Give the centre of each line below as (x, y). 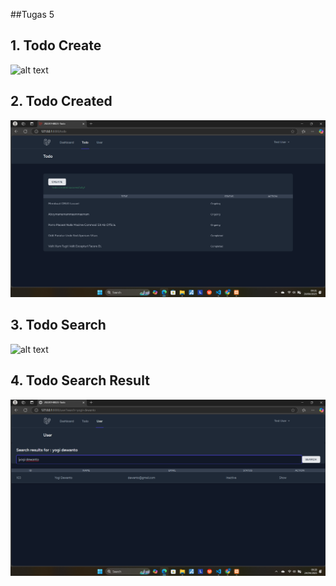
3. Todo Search (58, 325)
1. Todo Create (56, 45)
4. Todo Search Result (80, 380)
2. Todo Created (61, 101)
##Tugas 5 (32, 14)
